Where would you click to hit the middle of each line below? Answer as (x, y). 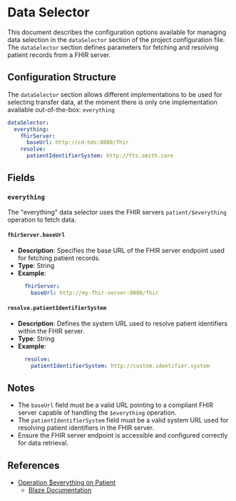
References (34, 465)
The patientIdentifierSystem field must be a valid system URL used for (123, 420)
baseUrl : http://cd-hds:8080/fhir (78, 143)
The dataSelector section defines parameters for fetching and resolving (113, 47)
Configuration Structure (62, 77)
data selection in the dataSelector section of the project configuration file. (116, 39)
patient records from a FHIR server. (59, 55)
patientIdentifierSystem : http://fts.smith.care (100, 156)
